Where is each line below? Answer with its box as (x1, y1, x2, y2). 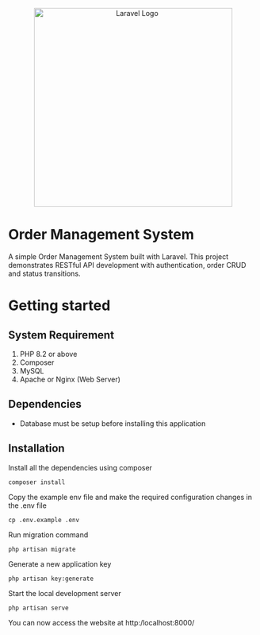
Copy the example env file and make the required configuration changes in (8, 492, 252, 501)
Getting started (8, 296, 111, 315)
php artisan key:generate (8, 575, 94, 583)
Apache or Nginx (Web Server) (19, 374, 121, 384)
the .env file (8, 501, 48, 510)
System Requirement (8, 328, 115, 342)
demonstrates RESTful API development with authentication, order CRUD (8, 260, 247, 269)
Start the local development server (8, 588, 121, 598)
